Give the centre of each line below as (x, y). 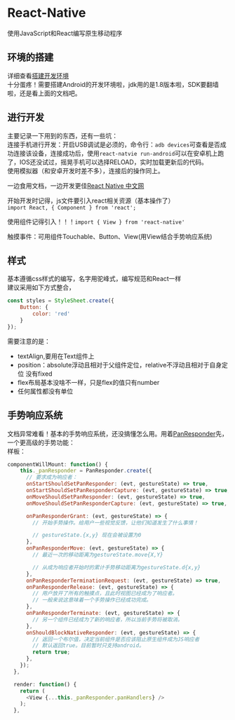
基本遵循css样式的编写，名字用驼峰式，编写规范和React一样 (94, 279)
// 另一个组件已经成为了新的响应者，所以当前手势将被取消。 (108, 619)
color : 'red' (52, 314)
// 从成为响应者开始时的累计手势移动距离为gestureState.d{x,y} (117, 567)
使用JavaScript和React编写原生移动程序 (65, 33)
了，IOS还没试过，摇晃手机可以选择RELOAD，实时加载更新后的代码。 (108, 162)
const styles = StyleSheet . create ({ (61, 301)
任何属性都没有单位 (45, 391)
